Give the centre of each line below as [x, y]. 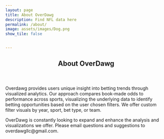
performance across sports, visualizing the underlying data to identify [79, 99]
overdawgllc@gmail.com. [32, 131]
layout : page [19, 10]
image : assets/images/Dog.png [38, 29]
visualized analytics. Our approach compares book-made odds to [74, 94]
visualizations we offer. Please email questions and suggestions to [75, 126]
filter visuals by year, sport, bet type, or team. [53, 110]
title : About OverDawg [29, 15]
